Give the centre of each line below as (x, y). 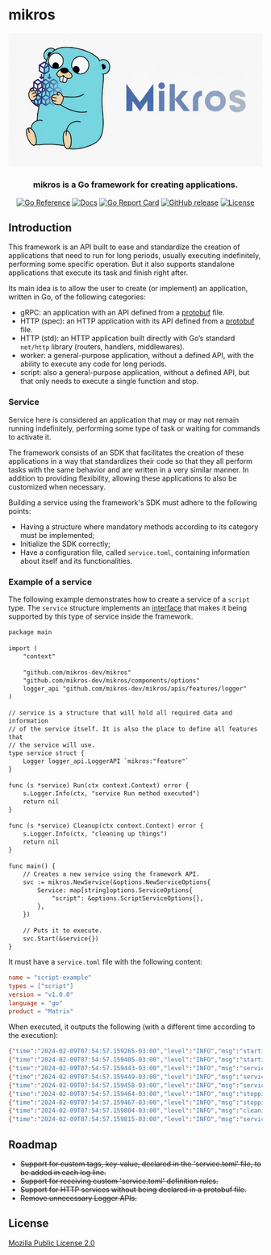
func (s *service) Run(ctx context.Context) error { (99, 785)
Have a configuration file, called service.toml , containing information (135, 552)
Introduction (40, 227)
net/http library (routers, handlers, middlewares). (102, 347)
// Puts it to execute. (63, 930)
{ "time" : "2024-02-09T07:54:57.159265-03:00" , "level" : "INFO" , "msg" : (124, 1051)
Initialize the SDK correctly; (65, 544)
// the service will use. (52, 745)
